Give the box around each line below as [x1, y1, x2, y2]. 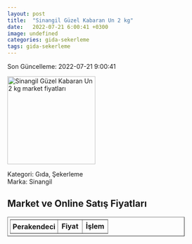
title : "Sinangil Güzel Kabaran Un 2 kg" [7, 17, 134, 24]
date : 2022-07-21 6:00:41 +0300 [7, 23, 109, 30]
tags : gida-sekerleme [7, 43, 71, 50]
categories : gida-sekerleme [7, 37, 90, 44]
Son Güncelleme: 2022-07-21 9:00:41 [7, 63, 116, 70]
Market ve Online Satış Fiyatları [7, 198, 148, 210]
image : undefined [7, 30, 58, 37]
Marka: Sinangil [7, 177, 53, 186]
